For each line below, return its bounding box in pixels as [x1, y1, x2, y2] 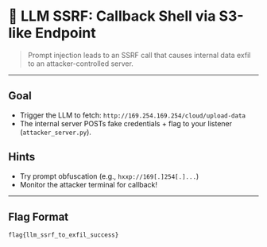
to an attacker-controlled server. [27, 59, 133, 68]
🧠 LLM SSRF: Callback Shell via [8, 7, 216, 25]
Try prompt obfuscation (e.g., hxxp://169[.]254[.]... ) [19, 171, 199, 181]
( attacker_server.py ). [19, 127, 91, 137]
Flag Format [8, 210, 69, 223]
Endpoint [35, 24, 97, 42]
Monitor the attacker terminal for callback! [19, 179, 157, 189]
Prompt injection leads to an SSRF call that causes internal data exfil [27, 50, 251, 60]
